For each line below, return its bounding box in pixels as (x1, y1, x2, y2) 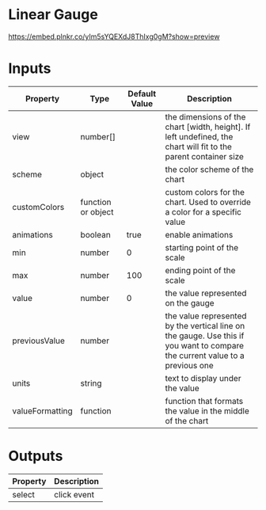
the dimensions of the (165, 111, 246, 122)
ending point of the (165, 265, 236, 276)
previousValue (12, 335, 66, 346)
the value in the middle (165, 405, 249, 417)
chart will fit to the (165, 141, 232, 152)
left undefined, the (165, 131, 234, 142)
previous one (165, 360, 214, 371)
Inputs (8, 59, 51, 78)
